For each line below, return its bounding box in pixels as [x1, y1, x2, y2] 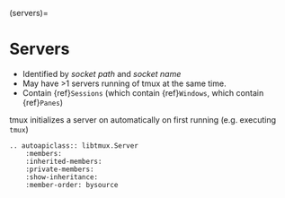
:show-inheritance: [25, 172, 99, 182]
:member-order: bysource [25, 180, 119, 189]
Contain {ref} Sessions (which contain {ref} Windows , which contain [22, 87, 264, 98]
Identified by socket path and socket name [22, 68, 182, 79]
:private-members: [25, 165, 94, 174]
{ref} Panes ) [22, 97, 64, 108]
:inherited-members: [25, 157, 102, 166]
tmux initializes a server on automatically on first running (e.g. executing [9, 114, 277, 125]
